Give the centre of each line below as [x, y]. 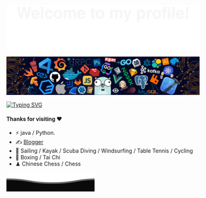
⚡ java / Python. [35, 133]
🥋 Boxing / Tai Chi [38, 158]
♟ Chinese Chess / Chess [48, 164]
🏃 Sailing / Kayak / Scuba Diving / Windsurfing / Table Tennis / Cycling [104, 151]
